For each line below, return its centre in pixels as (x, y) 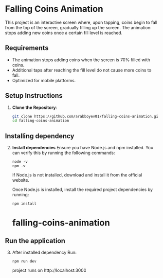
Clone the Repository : (35, 107)
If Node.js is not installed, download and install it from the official (77, 175)
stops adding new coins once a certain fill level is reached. (64, 33)
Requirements (27, 48)
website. (21, 180)
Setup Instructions (34, 96)
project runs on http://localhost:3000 (49, 270)
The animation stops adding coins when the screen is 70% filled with (81, 60)
